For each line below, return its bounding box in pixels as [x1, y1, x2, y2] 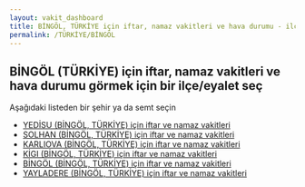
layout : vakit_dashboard [9, 13, 103, 23]
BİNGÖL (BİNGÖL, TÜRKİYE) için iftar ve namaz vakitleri [22, 158, 231, 169]
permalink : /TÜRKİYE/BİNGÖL [9, 30, 116, 39]
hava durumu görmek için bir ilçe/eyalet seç [9, 78, 263, 93]
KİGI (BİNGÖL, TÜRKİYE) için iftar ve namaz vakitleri [22, 149, 218, 160]
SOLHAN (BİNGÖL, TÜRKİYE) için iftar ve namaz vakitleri [22, 129, 235, 141]
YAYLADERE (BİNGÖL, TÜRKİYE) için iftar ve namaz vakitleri [22, 168, 248, 179]
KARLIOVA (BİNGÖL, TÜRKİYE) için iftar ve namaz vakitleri [22, 139, 241, 150]
